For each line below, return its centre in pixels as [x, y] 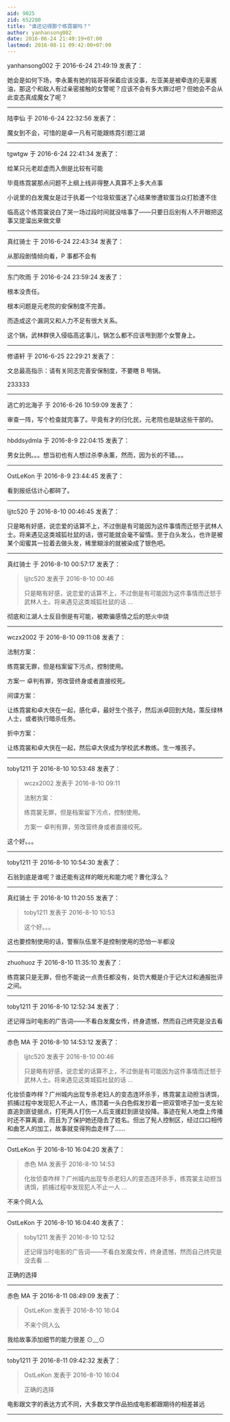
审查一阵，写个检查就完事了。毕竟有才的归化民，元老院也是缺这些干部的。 [112, 419]
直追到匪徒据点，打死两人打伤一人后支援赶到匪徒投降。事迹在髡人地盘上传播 [115, 1111]
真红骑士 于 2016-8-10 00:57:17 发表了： [64, 564]
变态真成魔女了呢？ [40, 97]
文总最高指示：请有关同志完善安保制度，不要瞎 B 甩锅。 [86, 371]
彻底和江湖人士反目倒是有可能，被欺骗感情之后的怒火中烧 [88, 616]
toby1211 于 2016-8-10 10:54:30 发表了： [64, 862]
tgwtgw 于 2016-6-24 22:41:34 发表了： [63, 154]
